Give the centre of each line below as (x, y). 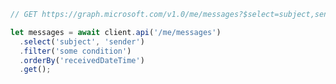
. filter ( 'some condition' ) (75, 51)
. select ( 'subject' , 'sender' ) (82, 41)
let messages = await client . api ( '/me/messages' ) (116, 32)
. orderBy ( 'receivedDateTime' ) (82, 60)
